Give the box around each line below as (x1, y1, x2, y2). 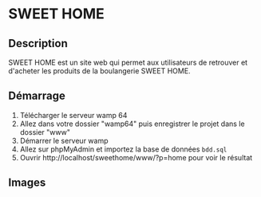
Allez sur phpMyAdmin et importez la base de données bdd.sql (19, 144, 227, 154)
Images (8, 176, 46, 190)
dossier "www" (19, 127, 70, 136)
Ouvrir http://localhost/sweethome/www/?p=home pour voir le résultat (19, 152, 253, 162)
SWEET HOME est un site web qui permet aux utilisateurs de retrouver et (8, 57, 248, 67)
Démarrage (8, 89, 65, 103)
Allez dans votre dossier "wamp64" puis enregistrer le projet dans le (19, 119, 245, 128)
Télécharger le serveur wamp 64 (19, 110, 128, 120)
